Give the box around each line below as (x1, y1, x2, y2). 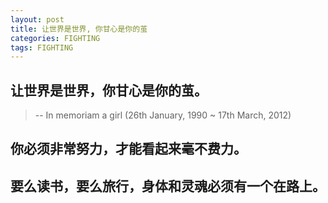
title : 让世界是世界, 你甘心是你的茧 (10, 24, 148, 34)
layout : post (10, 14, 65, 25)
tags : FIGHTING (10, 42, 74, 53)
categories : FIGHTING (10, 33, 101, 43)
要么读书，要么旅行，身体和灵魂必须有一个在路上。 (10, 177, 326, 195)
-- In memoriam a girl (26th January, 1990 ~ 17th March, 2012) (34, 109, 292, 121)
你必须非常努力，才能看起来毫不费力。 (10, 141, 247, 158)
